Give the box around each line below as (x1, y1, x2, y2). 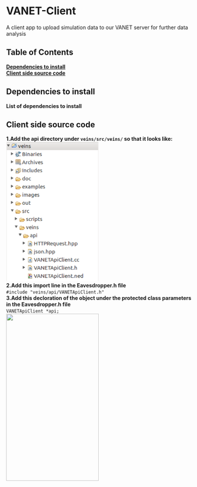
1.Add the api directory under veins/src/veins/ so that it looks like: (6, 135, 173, 143)
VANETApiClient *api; (6, 308, 60, 314)
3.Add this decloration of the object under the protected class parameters (6, 295, 192, 302)
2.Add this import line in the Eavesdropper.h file (6, 282, 126, 289)
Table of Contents (6, 48, 74, 58)
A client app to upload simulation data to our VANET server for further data (6, 24, 188, 31)
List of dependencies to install (6, 102, 82, 109)
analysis (6, 30, 27, 37)
